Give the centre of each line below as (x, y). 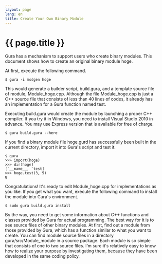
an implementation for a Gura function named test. (55, 104)
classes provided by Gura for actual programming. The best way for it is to (80, 220)
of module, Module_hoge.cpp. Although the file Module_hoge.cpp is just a (79, 94)
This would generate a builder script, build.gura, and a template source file (80, 89)
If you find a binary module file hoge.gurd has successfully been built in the (81, 142)
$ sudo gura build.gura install (38, 206)
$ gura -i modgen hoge (28, 80)
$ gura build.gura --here (31, 133)
